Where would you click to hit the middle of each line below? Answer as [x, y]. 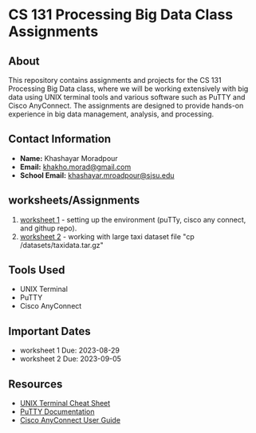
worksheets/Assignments [74, 201]
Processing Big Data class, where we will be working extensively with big [128, 89]
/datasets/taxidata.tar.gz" [61, 245]
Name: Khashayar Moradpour [69, 158]
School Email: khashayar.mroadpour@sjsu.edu [97, 175]
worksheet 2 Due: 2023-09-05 [71, 359]
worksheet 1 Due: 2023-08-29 [69, 350]
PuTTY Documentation [57, 411]
